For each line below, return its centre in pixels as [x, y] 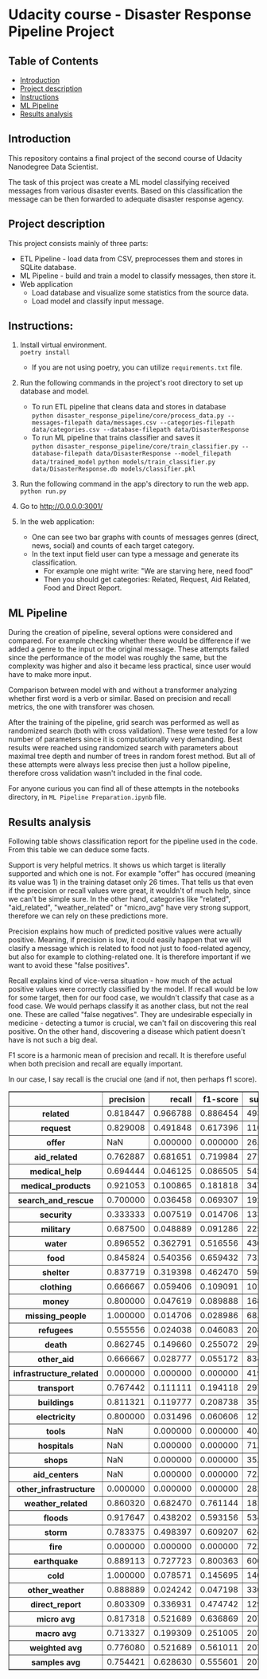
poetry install [45, 353]
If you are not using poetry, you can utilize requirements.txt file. [137, 367]
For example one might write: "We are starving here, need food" [148, 571]
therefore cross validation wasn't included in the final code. [105, 773]
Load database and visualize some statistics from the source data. [140, 292]
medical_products [56, 1186]
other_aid [56, 1360]
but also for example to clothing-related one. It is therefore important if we [130, 957]
